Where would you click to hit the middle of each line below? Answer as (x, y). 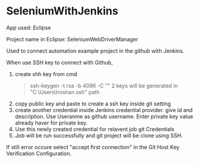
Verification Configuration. (39, 153)
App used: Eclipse (29, 28)
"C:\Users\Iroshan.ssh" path (65, 92)
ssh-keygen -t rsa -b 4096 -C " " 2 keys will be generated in (104, 86)
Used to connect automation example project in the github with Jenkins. (95, 51)
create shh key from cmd (46, 74)
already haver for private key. (51, 123)
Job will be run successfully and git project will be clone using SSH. (99, 135)
